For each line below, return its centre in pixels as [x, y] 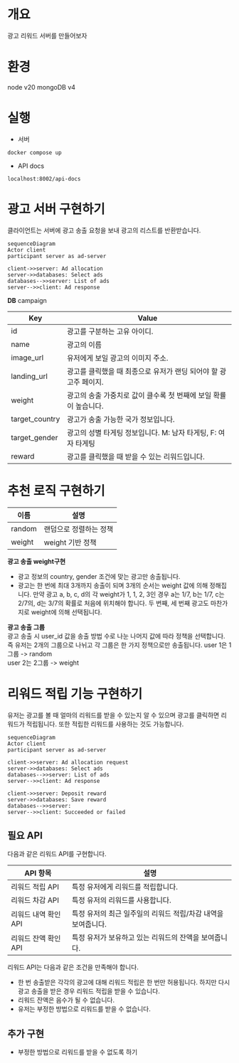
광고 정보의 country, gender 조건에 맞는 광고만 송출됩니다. [99, 576]
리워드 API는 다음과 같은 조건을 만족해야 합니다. [73, 967]
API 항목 [38, 873]
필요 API [25, 836]
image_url [27, 358]
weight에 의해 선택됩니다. [67, 611]
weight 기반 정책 [70, 543]
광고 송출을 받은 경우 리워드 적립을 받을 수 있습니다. [89, 991]
